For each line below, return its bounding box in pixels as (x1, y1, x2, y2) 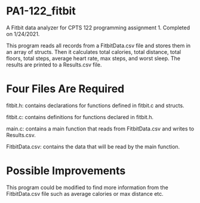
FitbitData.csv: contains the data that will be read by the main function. (6, 143, 180, 150)
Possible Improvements (6, 164, 126, 178)
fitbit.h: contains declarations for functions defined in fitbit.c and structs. (6, 102, 184, 109)
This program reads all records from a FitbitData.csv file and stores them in (6, 42, 191, 49)
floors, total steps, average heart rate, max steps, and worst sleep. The (6, 54, 181, 62)
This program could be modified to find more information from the (6, 184, 168, 191)
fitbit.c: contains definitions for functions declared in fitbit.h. (6, 113, 154, 120)
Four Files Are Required (6, 82, 125, 96)
